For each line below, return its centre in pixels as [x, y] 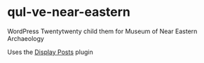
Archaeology [26, 38]
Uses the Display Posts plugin [50, 52]
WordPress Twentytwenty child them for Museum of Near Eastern [102, 31]
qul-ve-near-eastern [69, 12]
